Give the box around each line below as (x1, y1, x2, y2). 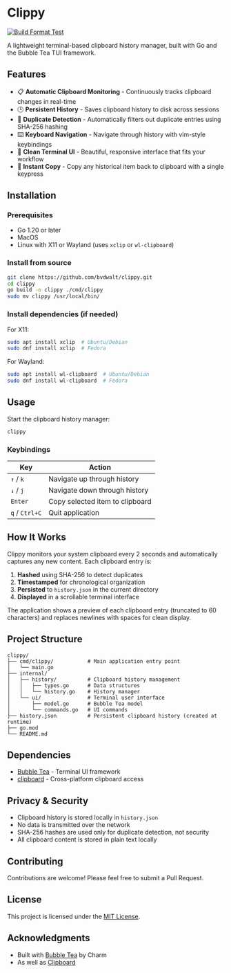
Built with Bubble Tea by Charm (17, 950, 107, 959)
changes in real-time (17, 97, 77, 105)
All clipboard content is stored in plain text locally (17, 835, 157, 844)
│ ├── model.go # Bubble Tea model (7, 700, 143, 707)
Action (88, 462, 112, 472)
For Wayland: (7, 358, 45, 366)
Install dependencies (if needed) (7, 309, 119, 319)
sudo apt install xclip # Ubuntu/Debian (7, 338, 128, 345)
